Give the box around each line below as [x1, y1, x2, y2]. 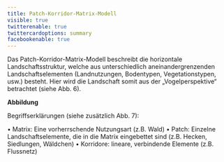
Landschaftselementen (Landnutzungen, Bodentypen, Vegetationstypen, [7, 70, 216, 79]
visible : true [7, 17, 49, 24]
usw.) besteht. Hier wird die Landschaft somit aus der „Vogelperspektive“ [7, 77, 218, 86]
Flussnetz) [7, 147, 38, 156]
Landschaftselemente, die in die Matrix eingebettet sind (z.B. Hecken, [7, 133, 207, 141]
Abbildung [7, 98, 38, 106]
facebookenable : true [7, 36, 70, 43]
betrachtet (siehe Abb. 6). [7, 85, 82, 93]
